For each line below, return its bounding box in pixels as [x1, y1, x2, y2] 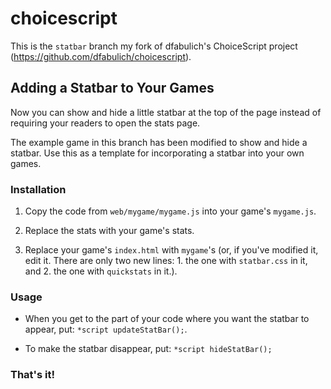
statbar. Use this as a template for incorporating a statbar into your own [10, 147, 305, 159]
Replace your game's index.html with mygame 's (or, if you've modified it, [24, 244, 319, 256]
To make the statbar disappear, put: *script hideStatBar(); [24, 343, 273, 355]
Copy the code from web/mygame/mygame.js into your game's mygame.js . [24, 205, 317, 217]
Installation [10, 182, 67, 196]
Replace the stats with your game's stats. [24, 225, 195, 237]
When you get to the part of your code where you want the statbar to [24, 313, 310, 325]
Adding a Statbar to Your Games [10, 80, 215, 97]
